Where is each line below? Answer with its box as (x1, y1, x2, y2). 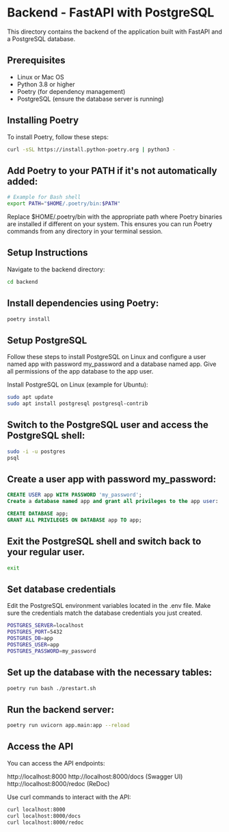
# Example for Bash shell (7, 194, 81, 201)
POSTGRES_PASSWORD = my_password (7, 648, 96, 654)
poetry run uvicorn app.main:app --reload (7, 722, 130, 729)
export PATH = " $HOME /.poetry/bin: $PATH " (7, 200, 121, 207)
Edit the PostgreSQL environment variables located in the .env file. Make (7, 602, 211, 610)
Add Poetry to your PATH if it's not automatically (7, 164, 217, 176)
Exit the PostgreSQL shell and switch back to (7, 536, 202, 548)
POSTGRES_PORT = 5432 (7, 628, 63, 635)
